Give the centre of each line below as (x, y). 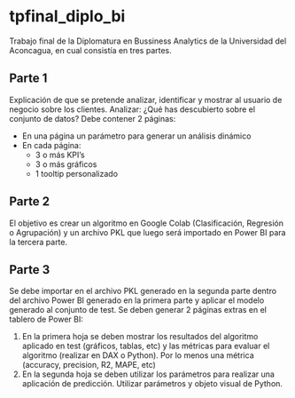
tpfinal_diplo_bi (67, 16)
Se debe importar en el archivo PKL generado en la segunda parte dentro (143, 291)
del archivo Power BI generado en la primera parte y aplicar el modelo (137, 300)
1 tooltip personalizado (76, 173)
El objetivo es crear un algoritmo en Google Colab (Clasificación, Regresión (146, 223)
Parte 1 (28, 79)
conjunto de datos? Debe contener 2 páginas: (93, 118)
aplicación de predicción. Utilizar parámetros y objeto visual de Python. (152, 384)
